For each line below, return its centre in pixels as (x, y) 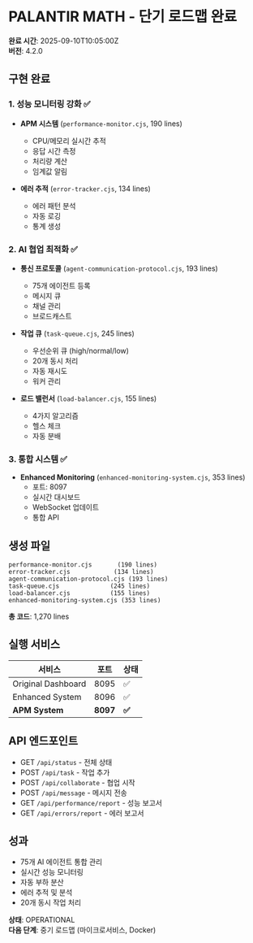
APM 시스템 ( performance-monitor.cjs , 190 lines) (101, 124)
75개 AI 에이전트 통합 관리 (61, 862)
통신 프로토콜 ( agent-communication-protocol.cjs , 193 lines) (119, 268)
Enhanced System (47, 697)
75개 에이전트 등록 (61, 285)
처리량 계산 (49, 161)
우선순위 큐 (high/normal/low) (81, 350)
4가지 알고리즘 (55, 415)
